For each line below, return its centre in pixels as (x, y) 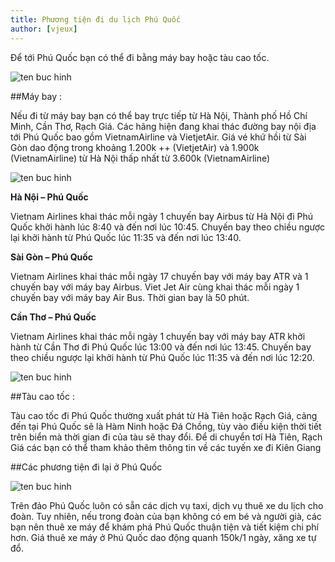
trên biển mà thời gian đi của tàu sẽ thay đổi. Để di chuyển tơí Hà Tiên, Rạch (166, 437)
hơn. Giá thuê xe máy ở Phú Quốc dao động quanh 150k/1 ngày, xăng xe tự (163, 537)
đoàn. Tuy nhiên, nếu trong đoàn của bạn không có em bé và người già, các (166, 516)
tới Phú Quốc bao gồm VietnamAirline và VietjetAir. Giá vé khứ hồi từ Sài (158, 137)
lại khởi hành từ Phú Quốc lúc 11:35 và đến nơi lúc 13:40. (126, 237)
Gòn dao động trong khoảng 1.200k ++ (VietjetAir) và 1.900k (135, 147)
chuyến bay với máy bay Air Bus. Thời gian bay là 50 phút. (130, 297)
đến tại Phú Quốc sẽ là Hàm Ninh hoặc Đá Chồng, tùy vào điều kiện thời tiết (166, 426)
